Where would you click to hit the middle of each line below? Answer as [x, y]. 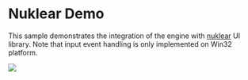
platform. [23, 52]
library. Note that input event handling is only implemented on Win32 [120, 44]
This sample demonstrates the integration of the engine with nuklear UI [124, 36]
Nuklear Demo [56, 14]
